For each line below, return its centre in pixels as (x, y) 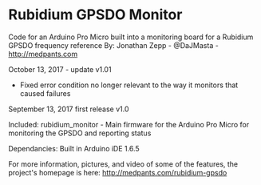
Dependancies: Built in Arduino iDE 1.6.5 (74, 148)
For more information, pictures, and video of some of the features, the (123, 164)
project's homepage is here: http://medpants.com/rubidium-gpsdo (118, 172)
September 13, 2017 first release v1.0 (69, 109)
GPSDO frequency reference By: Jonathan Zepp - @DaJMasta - (114, 45)
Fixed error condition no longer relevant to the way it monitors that (129, 85)
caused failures (45, 93)
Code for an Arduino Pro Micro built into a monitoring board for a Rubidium (131, 37)
